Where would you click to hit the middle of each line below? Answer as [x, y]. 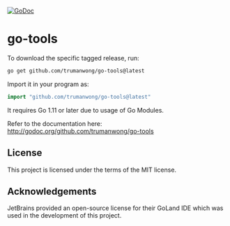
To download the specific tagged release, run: [73, 58]
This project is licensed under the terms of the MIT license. [92, 170]
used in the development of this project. [64, 216]
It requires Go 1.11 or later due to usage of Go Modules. [85, 110]
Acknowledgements [52, 191]
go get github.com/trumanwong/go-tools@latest [76, 71]
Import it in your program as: [48, 84]
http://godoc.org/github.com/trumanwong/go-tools [81, 131]
